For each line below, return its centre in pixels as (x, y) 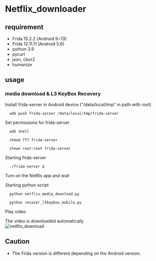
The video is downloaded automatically (44, 221)
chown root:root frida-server (40, 148)
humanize (22, 65)
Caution (18, 242)
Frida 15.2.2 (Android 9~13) (39, 39)
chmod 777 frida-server (33, 140)
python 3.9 (23, 49)
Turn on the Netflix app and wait (37, 175)
